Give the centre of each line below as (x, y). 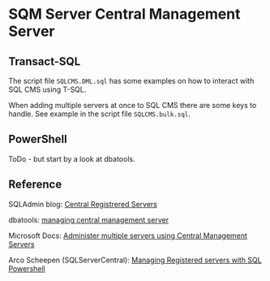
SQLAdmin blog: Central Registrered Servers (83, 204)
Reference (35, 185)
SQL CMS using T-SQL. (47, 89)
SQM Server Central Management (124, 14)
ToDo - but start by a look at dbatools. (72, 158)
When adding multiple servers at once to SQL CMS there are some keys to (133, 105)
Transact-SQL (45, 61)
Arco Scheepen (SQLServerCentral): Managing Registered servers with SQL (135, 260)
